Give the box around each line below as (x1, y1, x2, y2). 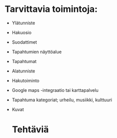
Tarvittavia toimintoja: (4, 3, 98, 15)
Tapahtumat (11, 58, 37, 64)
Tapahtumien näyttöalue (11, 49, 62, 55)
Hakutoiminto (11, 77, 40, 83)
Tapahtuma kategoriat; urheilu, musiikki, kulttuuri (11, 97, 113, 103)
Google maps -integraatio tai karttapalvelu (11, 87, 99, 93)
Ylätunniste (11, 20, 35, 26)
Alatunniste (11, 68, 35, 74)
